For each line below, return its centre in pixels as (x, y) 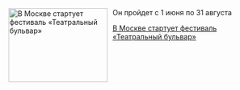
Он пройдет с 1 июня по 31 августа (172, 12)
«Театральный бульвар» (155, 37)
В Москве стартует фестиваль (165, 28)
